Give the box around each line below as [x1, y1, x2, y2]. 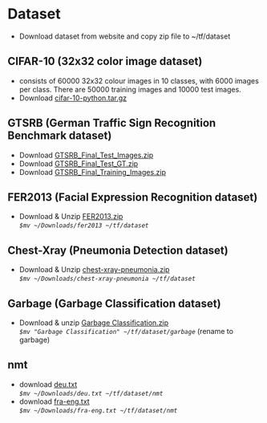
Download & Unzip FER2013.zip [18, 212, 123, 222]
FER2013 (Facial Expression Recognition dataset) [7, 190, 258, 204]
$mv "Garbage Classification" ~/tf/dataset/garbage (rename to [18, 327, 234, 336]
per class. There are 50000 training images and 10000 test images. [18, 84, 241, 94]
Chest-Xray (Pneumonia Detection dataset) [7, 243, 229, 257]
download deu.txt [18, 379, 78, 389]
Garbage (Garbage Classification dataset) [7, 296, 221, 310]
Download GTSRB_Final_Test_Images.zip [18, 150, 154, 160]
